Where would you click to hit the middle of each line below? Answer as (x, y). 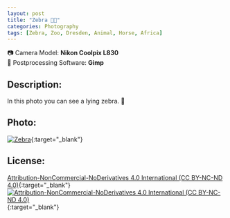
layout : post (26, 13)
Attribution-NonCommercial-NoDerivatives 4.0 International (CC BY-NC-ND (115, 177)
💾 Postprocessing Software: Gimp (55, 63)
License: (26, 161)
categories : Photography (43, 26)
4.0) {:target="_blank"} (39, 185)
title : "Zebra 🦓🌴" (34, 20)
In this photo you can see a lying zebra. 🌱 (66, 101)
